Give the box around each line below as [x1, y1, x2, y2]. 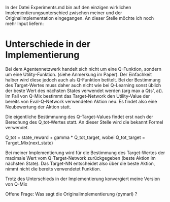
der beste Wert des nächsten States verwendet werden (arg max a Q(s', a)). [5, 88, 163, 94]
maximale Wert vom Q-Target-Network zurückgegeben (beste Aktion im [5, 155, 156, 161]
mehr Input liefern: [5, 20, 44, 26]
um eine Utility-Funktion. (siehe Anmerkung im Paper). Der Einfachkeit [5, 71, 152, 77]
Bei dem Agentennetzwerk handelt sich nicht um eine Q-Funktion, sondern [5, 66, 161, 72]
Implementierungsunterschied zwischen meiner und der [5, 10, 123, 16]
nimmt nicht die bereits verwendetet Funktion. [5, 165, 101, 172]
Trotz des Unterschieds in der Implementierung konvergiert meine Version [5, 176, 160, 182]
